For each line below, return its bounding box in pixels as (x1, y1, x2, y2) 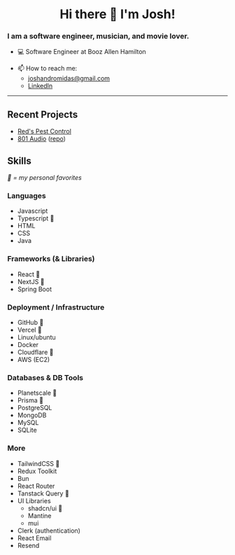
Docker (17, 341, 39, 349)
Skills (7, 155, 31, 167)
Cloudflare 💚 (17, 348, 54, 356)
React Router (17, 482, 55, 490)
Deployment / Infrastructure (7, 302, 105, 312)
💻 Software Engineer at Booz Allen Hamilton (17, 48, 147, 56)
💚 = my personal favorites (7, 174, 83, 182)
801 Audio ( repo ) (17, 134, 66, 143)
